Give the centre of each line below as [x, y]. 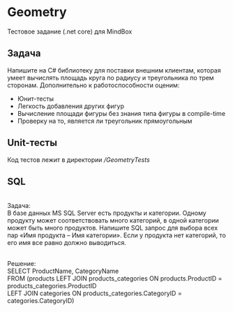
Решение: [22, 264]
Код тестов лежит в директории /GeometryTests [78, 159]
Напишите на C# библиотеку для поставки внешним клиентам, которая [114, 70]
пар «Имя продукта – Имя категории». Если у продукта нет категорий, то [117, 235]
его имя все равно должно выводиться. [67, 243]
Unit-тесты [32, 143]
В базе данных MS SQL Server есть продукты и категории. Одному [107, 213]
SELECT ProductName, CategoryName [63, 271]
